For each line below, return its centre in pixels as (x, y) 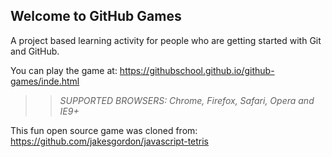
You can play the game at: (64, 70)
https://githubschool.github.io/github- (197, 70)
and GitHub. (35, 51)
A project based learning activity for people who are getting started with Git (166, 40)
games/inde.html (45, 81)
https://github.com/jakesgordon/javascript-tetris (110, 141)
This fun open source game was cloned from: (104, 130)
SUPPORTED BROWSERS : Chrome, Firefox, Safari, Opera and (187, 100)
